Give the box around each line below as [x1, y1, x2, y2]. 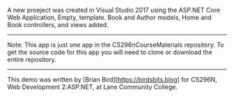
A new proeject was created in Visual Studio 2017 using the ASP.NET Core [7, 6, 221, 14]
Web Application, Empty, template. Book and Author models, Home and [7, 13, 212, 22]
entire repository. [7, 56, 57, 63]
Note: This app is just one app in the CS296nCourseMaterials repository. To [7, 41, 224, 49]
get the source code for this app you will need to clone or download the [7, 48, 212, 56]
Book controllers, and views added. [7, 21, 109, 28]
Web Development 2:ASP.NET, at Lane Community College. [7, 83, 178, 91]
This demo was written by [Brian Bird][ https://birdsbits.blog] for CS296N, [7, 76, 217, 83]
